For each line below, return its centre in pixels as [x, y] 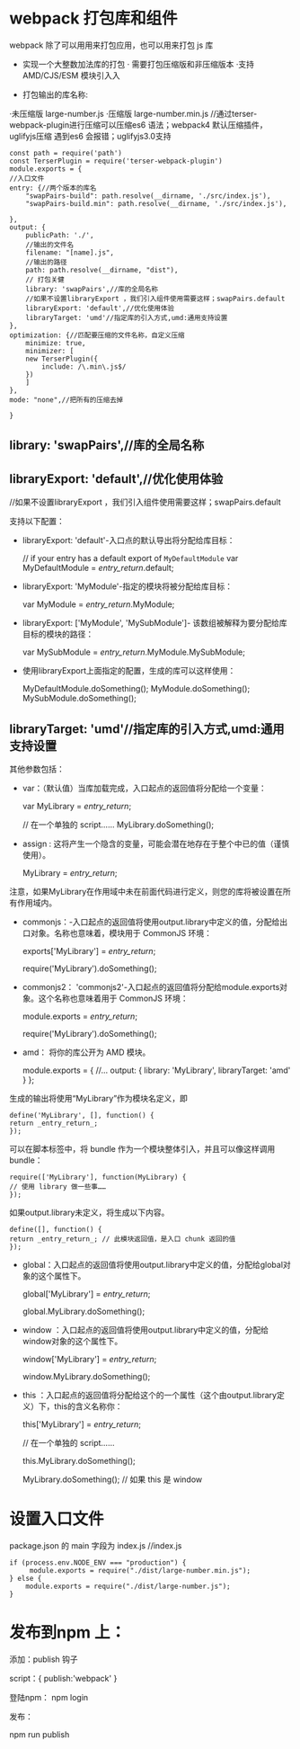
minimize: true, [56, 343]
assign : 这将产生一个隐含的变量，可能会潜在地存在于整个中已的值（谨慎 [156, 843]
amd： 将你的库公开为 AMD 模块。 [86, 1052]
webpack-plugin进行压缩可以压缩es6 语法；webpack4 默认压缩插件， [138, 125]
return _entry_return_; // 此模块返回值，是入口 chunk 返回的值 [123, 1239]
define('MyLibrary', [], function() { [82, 1115]
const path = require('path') [66, 153]
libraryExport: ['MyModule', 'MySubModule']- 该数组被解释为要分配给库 [154, 623]
